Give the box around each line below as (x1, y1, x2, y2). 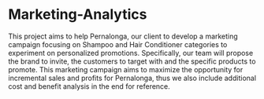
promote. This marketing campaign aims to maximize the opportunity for (8, 64, 244, 74)
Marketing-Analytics (8, 5, 147, 24)
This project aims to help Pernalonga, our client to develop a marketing (8, 31, 238, 41)
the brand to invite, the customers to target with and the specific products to (8, 57, 256, 66)
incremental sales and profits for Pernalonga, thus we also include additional (8, 73, 257, 82)
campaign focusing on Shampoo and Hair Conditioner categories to (8, 39, 228, 49)
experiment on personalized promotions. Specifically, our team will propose (8, 48, 254, 57)
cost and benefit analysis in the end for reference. (8, 81, 171, 91)
